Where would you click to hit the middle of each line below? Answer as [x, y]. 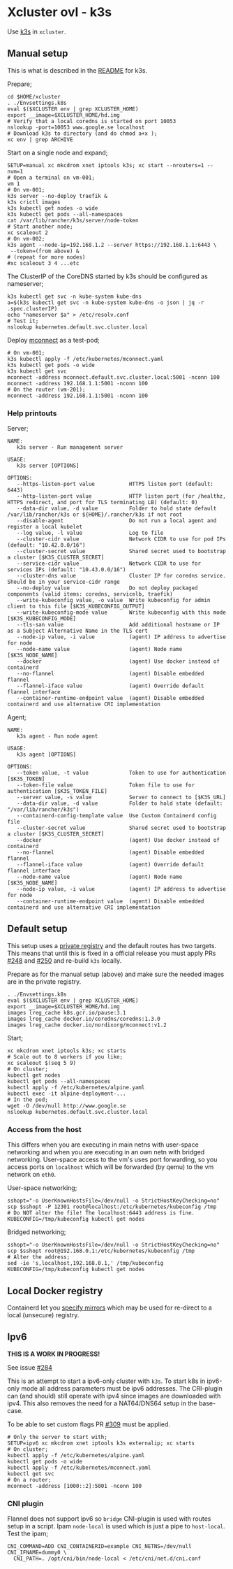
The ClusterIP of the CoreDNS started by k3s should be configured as [107, 276]
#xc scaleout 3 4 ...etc [43, 263]
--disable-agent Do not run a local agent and [116, 521]
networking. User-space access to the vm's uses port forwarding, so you [112, 1160]
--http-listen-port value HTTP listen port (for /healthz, [121, 496]
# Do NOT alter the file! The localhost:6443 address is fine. [101, 1213]
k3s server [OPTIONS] [48, 466]
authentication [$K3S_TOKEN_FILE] [58, 791]
